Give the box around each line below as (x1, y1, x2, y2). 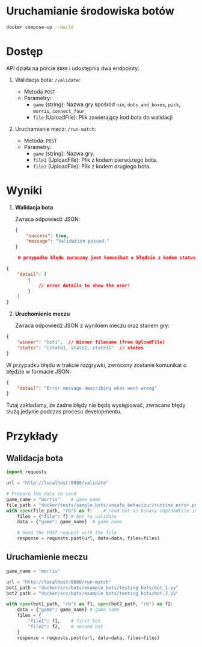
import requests (6, 469, 47, 475)
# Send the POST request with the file (17, 530, 117, 536)
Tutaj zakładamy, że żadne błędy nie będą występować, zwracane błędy (6, 401, 186, 409)
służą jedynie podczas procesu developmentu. (6, 408, 122, 415)
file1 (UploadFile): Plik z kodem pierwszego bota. (32, 156, 158, 164)
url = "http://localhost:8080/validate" (6, 480, 109, 486)
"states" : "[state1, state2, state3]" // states (17, 345, 144, 351)
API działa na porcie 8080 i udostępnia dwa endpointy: (6, 65, 140, 72)
